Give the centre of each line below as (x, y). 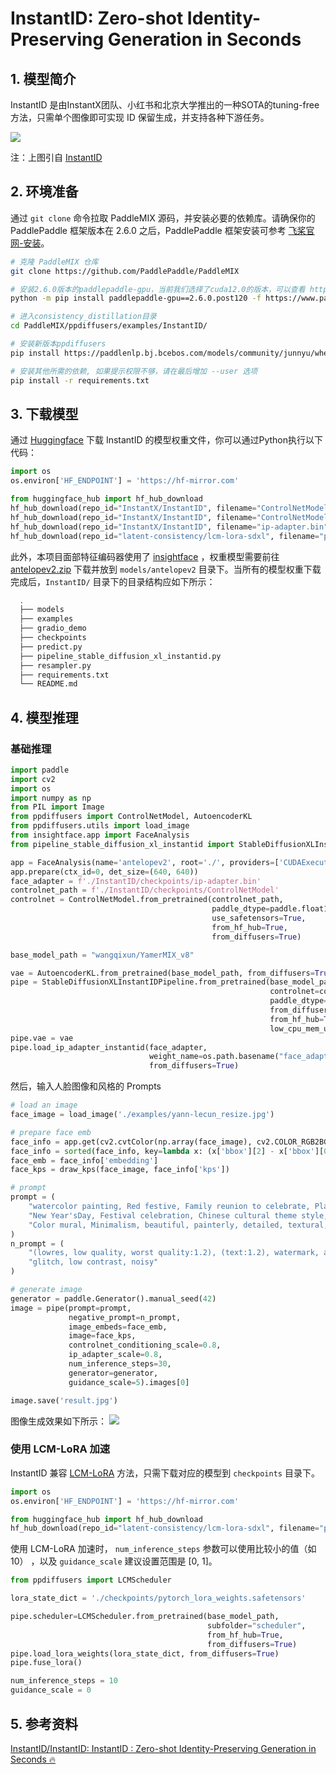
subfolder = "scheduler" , (256, 1625)
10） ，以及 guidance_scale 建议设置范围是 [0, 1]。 (114, 1561)
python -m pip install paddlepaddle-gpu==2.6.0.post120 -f (136, 298)
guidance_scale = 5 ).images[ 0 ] (129, 1382)
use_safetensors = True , (259, 918)
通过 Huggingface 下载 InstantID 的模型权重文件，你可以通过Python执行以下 (167, 440)
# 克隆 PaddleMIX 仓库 (54, 262)
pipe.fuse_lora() (46, 1663)
